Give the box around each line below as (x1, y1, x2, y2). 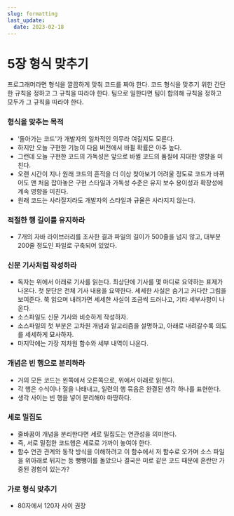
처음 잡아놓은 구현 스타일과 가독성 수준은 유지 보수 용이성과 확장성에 (38, 178, 223, 187)
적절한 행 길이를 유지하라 (7, 215, 85, 225)
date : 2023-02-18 (13, 23, 64, 30)
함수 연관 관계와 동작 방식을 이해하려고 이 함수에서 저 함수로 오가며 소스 (17, 447, 212, 456)
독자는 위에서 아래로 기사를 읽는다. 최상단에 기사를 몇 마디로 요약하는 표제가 (17, 278, 223, 286)
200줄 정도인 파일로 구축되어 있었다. (17, 241, 118, 249)
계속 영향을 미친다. (17, 187, 69, 195)
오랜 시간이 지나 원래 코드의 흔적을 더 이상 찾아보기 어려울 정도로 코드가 (17, 169, 212, 178)
